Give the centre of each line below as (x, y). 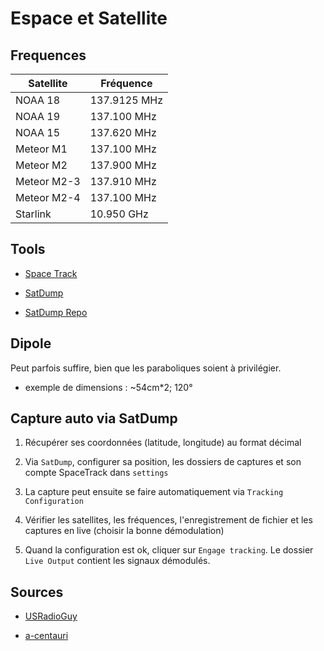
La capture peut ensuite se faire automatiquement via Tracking (154, 492)
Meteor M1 (41, 149)
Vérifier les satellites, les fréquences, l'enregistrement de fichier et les (168, 520)
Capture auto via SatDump (94, 418)
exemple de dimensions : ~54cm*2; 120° (108, 387)
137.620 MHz (123, 132)
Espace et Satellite (89, 18)
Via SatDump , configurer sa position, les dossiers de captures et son (163, 462)
